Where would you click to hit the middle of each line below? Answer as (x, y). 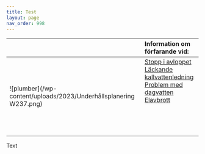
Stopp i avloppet (168, 62)
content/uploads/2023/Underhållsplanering (72, 97)
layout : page (23, 18)
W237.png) (26, 104)
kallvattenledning (169, 77)
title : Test (21, 12)
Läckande (159, 70)
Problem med (164, 85)
